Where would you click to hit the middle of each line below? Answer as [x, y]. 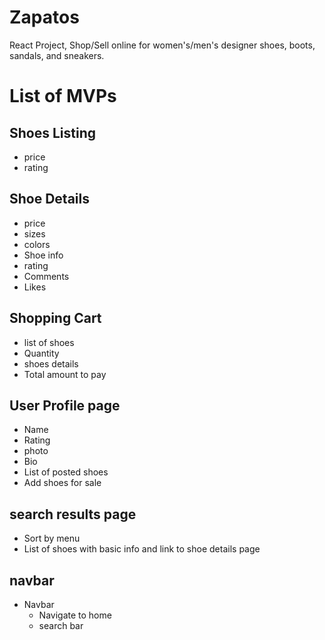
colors [37, 244]
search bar [61, 625]
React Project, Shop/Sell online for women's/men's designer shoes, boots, [162, 45]
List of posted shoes [66, 472]
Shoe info [43, 255]
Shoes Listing [52, 132]
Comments [46, 276]
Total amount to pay [65, 374]
